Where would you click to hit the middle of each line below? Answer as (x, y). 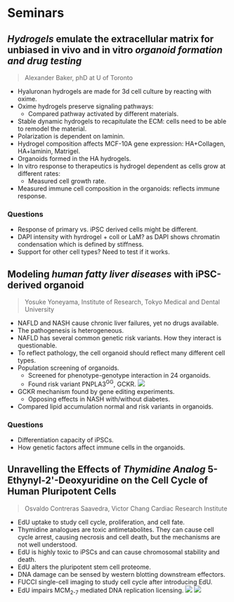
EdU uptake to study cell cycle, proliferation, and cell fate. (101, 522)
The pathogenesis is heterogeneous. (71, 331)
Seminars (36, 13)
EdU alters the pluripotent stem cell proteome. (84, 567)
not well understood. (47, 544)
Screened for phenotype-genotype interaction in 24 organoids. (119, 376)
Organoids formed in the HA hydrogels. (74, 159)
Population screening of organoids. (68, 368)
